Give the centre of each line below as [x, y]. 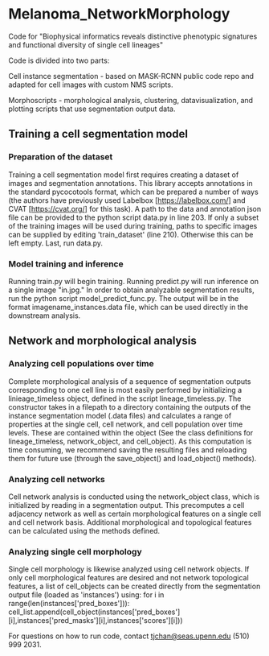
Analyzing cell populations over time [81, 364]
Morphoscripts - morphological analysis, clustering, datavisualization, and [131, 100]
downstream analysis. [45, 316]
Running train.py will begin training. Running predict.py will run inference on [134, 281]
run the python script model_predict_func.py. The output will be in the [124, 298]
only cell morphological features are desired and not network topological [128, 578]
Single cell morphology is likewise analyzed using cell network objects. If [129, 569]
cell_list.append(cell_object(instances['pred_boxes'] [94, 612]
